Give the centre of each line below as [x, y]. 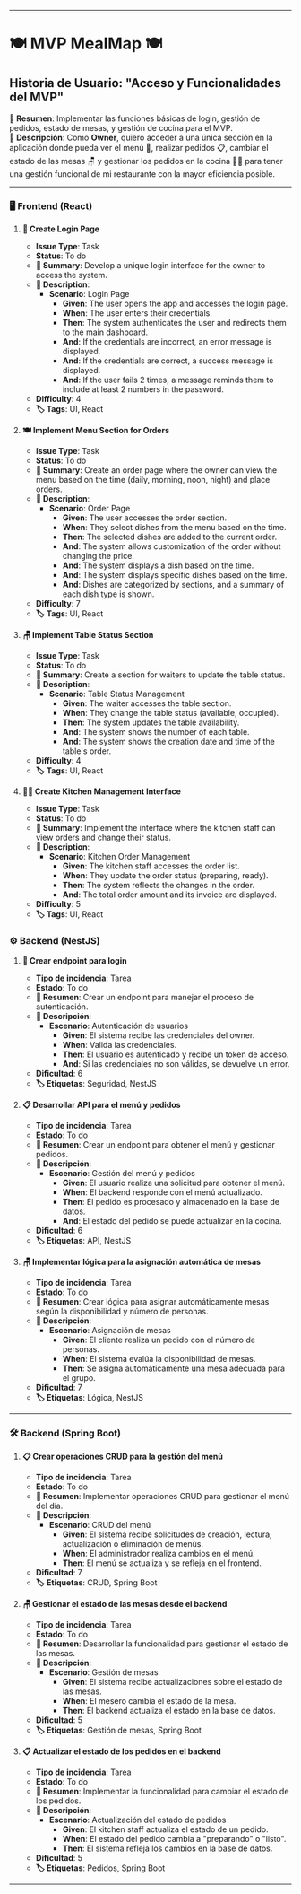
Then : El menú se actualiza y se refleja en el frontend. [162, 1563]
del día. [49, 1506]
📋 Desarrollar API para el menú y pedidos [101, 1104]
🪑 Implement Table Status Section [88, 635]
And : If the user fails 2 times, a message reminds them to [168, 380]
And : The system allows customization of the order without [172, 546]
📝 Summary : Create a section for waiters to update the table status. [160, 675]
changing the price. [98, 556]
